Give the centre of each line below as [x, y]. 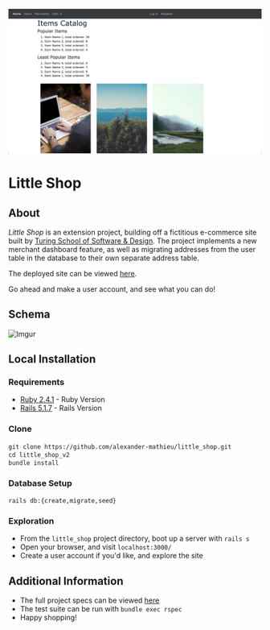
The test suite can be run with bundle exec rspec [101, 609]
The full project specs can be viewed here [90, 600]
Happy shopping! [49, 618]
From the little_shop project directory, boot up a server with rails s [135, 539]
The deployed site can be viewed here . [73, 273]
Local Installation [52, 359]
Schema [29, 315]
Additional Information [66, 581]
